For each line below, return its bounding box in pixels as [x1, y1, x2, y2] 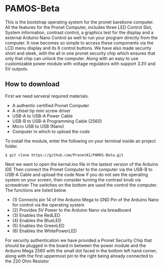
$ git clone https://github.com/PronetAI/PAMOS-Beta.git [5, 153, 124, 157]
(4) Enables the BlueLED [12, 217, 62, 223]
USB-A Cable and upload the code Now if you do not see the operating [5, 172, 148, 178]
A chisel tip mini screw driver [12, 108, 71, 113]
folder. [5, 143, 18, 149]
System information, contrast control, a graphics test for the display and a [5, 29, 154, 35]
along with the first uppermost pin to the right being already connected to [5, 253, 153, 259]
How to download [5, 80, 60, 89]
